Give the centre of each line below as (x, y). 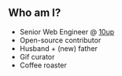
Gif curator (37, 56)
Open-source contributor (60, 40)
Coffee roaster (43, 65)
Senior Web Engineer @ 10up (67, 31)
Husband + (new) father (59, 48)
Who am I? (35, 13)
